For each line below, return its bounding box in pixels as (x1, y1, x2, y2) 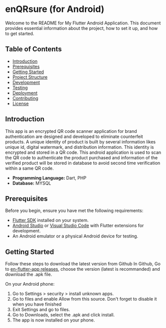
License (12, 101, 29, 107)
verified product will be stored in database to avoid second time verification (5, 160, 161, 166)
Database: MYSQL (12, 180, 51, 186)
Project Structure (12, 74, 48, 80)
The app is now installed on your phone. (12, 317, 95, 323)
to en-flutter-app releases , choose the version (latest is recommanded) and (5, 266, 161, 272)
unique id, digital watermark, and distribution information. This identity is (5, 144, 154, 150)
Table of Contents (5, 45, 62, 53)
